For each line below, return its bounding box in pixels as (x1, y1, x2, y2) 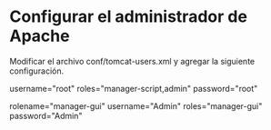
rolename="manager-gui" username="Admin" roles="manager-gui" (9, 100, 263, 111)
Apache (9, 25, 70, 46)
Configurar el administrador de (9, 6, 248, 27)
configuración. (9, 65, 65, 76)
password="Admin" (9, 110, 83, 121)
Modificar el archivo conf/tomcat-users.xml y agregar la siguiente (9, 55, 256, 66)
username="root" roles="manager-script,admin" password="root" (9, 83, 258, 94)
